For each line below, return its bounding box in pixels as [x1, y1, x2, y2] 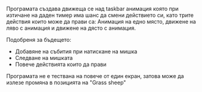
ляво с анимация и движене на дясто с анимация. [6, 24, 136, 31]
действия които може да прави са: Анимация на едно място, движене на [6, 18, 197, 25]
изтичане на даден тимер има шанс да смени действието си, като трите [6, 11, 194, 19]
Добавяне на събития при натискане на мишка [15, 48, 138, 55]
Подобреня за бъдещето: [6, 36, 71, 43]
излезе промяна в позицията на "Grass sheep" [6, 79, 126, 86]
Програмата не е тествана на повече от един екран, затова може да [6, 73, 184, 79]
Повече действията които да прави [15, 61, 107, 68]
